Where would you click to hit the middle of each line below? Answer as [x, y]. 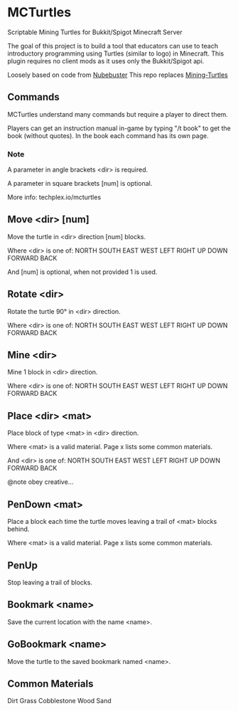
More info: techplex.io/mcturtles [54, 197]
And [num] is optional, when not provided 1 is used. [82, 272]
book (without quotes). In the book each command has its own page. [108, 135]
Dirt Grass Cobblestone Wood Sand [59, 701]
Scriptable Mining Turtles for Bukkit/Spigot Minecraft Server [95, 32]
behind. [18, 529]
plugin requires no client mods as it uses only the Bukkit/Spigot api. [106, 60]
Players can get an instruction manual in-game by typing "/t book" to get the [119, 128]
